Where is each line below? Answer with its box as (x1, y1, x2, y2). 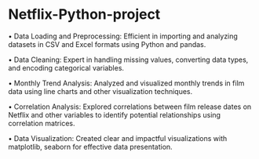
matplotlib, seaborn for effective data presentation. (8, 142, 173, 151)
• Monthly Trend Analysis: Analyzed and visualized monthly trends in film (8, 78, 245, 88)
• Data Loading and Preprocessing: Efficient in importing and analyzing (8, 31, 238, 41)
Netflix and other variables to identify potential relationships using (8, 110, 221, 119)
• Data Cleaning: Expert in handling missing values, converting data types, (8, 55, 249, 64)
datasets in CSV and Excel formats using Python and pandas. (8, 39, 206, 49)
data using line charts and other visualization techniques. (8, 86, 193, 96)
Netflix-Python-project (8, 5, 161, 23)
